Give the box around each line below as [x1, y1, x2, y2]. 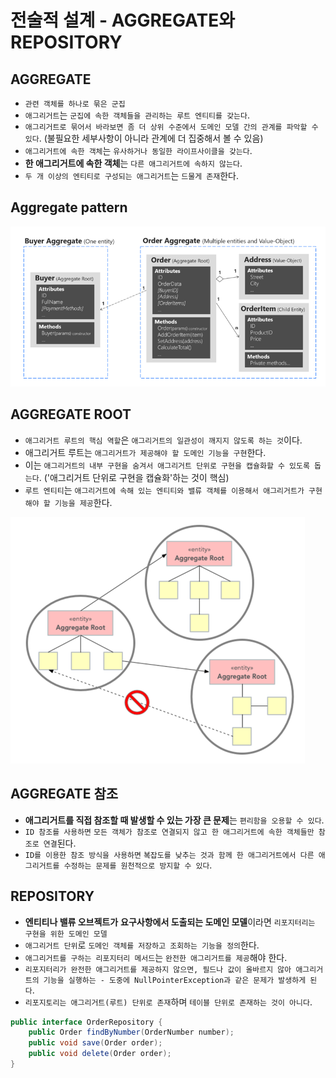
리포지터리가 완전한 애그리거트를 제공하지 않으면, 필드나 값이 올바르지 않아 [24, 964, 292, 975]
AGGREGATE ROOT [10, 406, 132, 423]
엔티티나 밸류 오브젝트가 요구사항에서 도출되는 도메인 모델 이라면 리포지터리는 [24, 916, 316, 928]
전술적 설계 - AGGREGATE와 [10, 9, 235, 32]
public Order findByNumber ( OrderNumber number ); [28, 1027, 235, 1038]
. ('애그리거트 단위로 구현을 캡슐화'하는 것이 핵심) [38, 471, 230, 483]
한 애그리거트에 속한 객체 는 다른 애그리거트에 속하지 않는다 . [24, 157, 243, 169]
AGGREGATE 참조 [10, 786, 119, 803]
